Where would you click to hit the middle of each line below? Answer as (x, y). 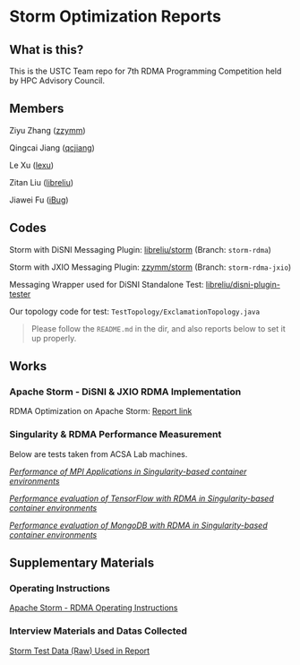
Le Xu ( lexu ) (32, 165)
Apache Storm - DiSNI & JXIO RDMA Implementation (125, 392)
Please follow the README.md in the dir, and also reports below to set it (159, 328)
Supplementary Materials (82, 563)
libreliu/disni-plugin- (243, 284)
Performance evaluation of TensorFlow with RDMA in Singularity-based (142, 498)
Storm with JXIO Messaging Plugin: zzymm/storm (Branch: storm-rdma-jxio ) (150, 267)
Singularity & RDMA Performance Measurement (116, 435)
